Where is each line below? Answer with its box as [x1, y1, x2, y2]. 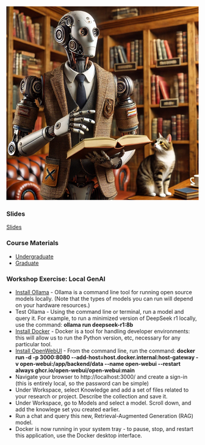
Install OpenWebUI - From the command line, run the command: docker [15, 347, 195, 355]
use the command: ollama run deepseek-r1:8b [15, 321, 134, 329]
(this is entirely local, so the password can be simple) [15, 380, 149, 387]
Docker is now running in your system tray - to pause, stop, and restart [15, 425, 193, 433]
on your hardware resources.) [15, 302, 90, 309]
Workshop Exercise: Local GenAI [6, 275, 106, 283]
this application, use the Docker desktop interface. [15, 432, 142, 439]
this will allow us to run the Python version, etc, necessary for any [15, 334, 181, 341]
